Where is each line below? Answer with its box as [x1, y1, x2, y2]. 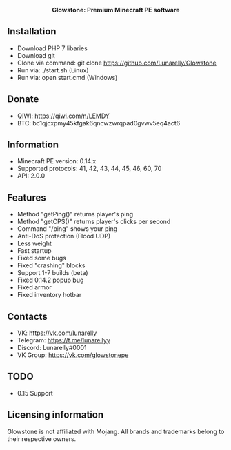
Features [7, 192, 46, 203]
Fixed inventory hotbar [17, 291, 82, 299]
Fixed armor [17, 283, 52, 292]
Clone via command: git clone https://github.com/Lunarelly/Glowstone [17, 59, 217, 67]
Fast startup [17, 247, 52, 255]
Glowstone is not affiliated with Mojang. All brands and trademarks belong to [7, 427, 225, 436]
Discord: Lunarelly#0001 [17, 344, 87, 352]
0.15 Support [17, 389, 53, 397]
